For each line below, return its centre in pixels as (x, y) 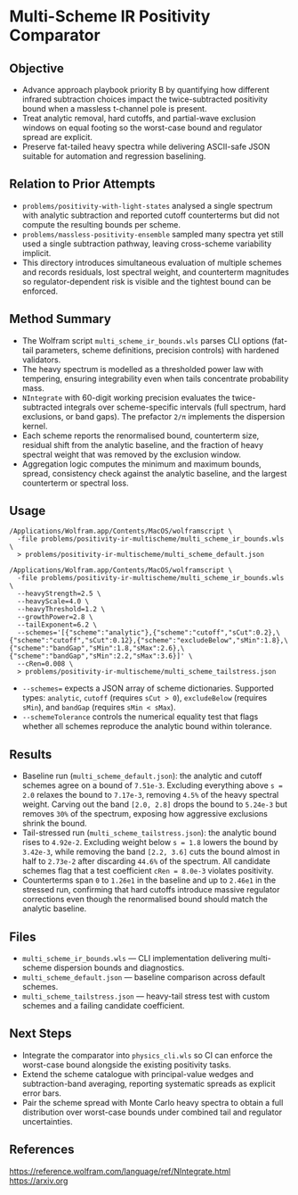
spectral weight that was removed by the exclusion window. (132, 454)
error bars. (42, 1093)
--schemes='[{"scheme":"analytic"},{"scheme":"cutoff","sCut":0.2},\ (149, 633)
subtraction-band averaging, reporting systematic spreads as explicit (149, 1083)
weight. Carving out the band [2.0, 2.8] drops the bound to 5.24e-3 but (154, 804)
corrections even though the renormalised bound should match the (145, 900)
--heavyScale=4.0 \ (53, 602)
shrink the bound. (54, 824)
